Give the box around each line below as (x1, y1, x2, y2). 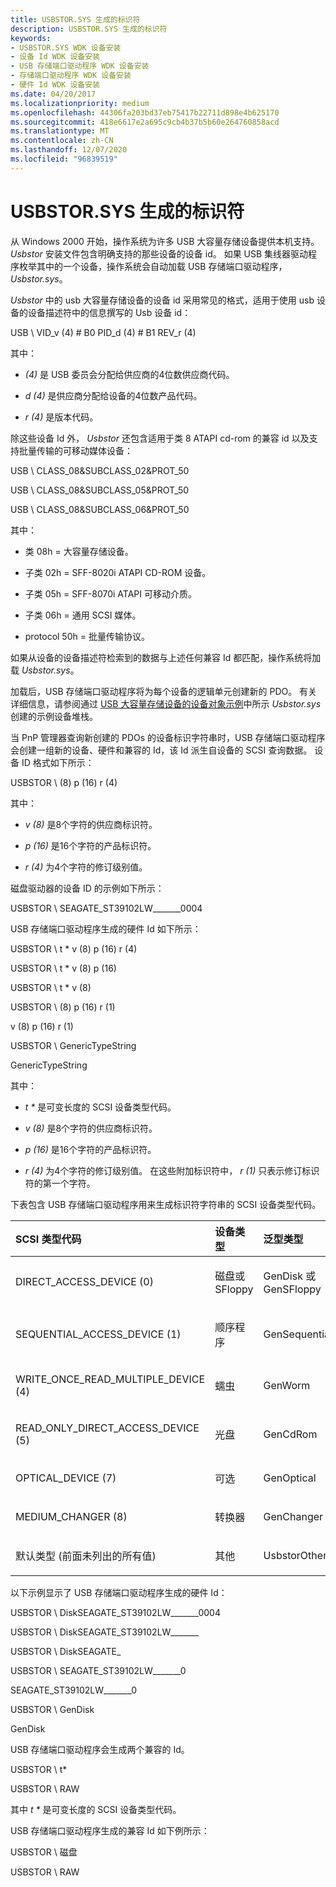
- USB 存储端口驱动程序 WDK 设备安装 (10, 61, 150, 71)
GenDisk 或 (263, 1269, 317, 1283)
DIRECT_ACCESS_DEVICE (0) (15, 1274, 154, 1288)
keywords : (10, 33, 52, 43)
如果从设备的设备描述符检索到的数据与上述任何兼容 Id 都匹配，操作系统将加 (10, 651, 322, 663)
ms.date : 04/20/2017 (10, 89, 97, 99)
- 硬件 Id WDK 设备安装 (10, 80, 100, 90)
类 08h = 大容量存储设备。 (24, 545, 134, 557)
